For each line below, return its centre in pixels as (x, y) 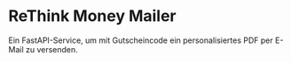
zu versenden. (52, 49)
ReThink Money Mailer (92, 16)
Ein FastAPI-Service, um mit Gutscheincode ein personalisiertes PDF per (141, 40)
